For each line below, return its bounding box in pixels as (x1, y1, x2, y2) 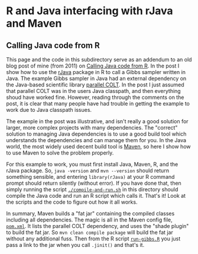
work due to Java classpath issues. (6, 107, 92, 113)
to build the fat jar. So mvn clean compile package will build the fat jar (6, 229, 173, 236)
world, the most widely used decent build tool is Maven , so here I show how (6, 143, 191, 150)
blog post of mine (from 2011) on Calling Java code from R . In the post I (6, 62, 180, 69)
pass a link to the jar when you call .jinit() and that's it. (6, 242, 145, 248)
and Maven (6, 17, 62, 30)
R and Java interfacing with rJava (6, 4, 173, 18)
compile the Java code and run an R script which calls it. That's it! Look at (6, 192, 186, 199)
